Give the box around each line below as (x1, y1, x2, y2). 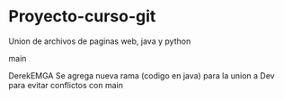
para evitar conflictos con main (8, 79, 123, 90)
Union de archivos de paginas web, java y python (8, 36, 191, 46)
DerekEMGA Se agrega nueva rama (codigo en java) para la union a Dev (8, 70, 275, 81)
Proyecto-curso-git (8, 6, 156, 27)
